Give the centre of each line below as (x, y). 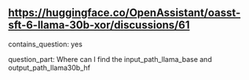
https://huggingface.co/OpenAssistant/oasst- (124, 13)
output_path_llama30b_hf (49, 67)
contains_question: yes (45, 44)
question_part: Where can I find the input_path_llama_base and (110, 59)
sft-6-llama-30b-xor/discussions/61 (99, 25)
